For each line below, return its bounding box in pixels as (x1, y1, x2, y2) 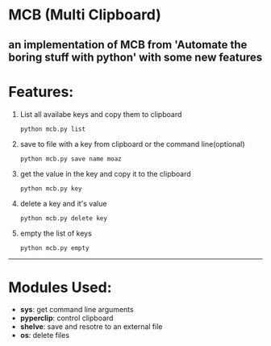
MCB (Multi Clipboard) (8, 6, 161, 24)
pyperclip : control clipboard (19, 313, 114, 323)
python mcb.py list (19, 125, 86, 133)
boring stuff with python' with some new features (8, 50, 263, 64)
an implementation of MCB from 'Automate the (8, 38, 248, 52)
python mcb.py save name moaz (19, 155, 123, 163)
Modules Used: (8, 278, 112, 296)
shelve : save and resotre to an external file (19, 322, 163, 331)
